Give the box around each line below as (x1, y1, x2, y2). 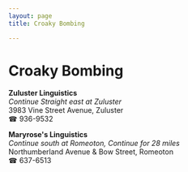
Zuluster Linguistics (8, 88, 78, 98)
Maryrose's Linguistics (8, 130, 88, 140)
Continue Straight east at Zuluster (8, 97, 122, 106)
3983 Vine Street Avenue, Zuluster (8, 105, 124, 115)
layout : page (8, 11, 53, 20)
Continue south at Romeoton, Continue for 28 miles (8, 139, 180, 148)
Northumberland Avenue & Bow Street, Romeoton (8, 147, 174, 157)
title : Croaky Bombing (8, 19, 85, 28)
